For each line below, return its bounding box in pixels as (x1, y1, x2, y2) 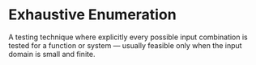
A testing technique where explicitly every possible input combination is (8, 32, 249, 42)
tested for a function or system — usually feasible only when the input (8, 40, 242, 50)
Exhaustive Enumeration (8, 6, 177, 24)
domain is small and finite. (8, 49, 96, 59)
